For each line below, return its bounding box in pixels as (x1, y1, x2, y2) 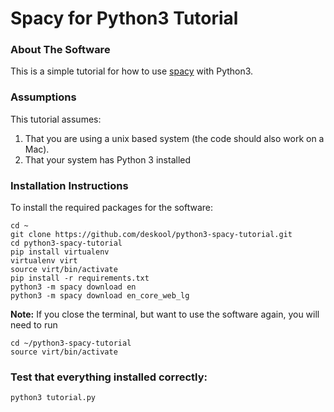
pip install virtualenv (10, 247, 110, 257)
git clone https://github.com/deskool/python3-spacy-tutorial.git (10, 230, 293, 240)
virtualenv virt (10, 256, 78, 266)
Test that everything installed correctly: (10, 370, 208, 384)
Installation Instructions (10, 178, 129, 192)
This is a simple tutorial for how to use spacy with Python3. (10, 65, 254, 77)
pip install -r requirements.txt (10, 273, 150, 284)
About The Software (10, 43, 111, 57)
